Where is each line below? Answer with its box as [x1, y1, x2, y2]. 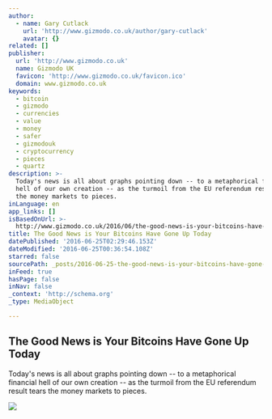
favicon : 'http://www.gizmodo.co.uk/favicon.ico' [15, 72, 186, 80]
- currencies [15, 110, 60, 118]
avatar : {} [23, 34, 60, 43]
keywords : [8, 87, 42, 95]
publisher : [8, 49, 45, 57]
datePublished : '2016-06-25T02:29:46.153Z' [8, 238, 158, 246]
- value [15, 117, 42, 125]
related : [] [8, 42, 49, 50]
